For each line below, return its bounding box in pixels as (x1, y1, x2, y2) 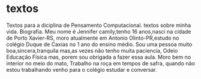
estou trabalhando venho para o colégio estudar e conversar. (6, 66, 157, 73)
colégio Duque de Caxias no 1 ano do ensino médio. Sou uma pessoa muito (6, 41, 193, 48)
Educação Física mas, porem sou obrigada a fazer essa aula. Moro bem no (6, 53, 191, 60)
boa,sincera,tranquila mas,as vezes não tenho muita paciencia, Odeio (6, 47, 178, 54)
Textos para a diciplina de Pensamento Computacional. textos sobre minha (6, 22, 191, 29)
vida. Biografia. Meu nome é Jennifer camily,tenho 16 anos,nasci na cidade (6, 28, 191, 35)
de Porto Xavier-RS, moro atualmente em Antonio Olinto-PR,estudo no (6, 34, 179, 41)
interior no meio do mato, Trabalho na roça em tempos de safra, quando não (6, 59, 195, 67)
